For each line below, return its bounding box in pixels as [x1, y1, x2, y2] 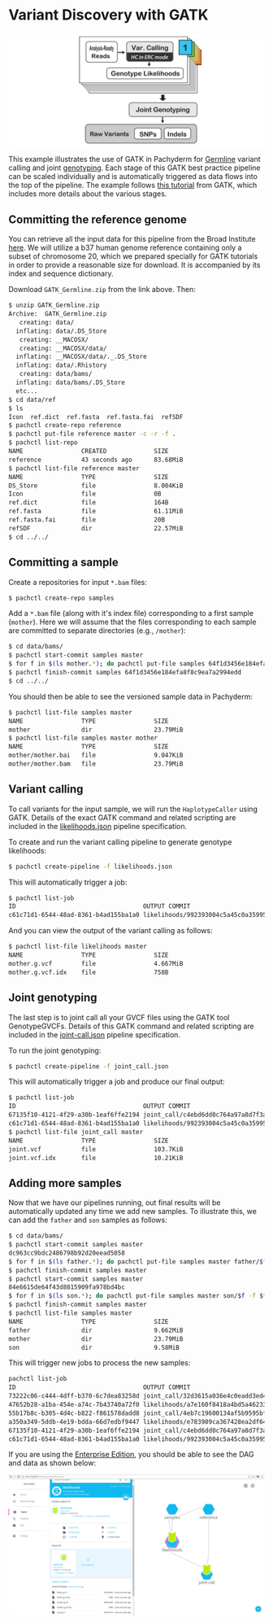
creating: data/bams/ [19, 370, 93, 378]
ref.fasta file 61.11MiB [8, 507, 184, 516]
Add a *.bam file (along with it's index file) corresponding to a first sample [8, 609, 254, 618]
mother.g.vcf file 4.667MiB [8, 959, 184, 967]
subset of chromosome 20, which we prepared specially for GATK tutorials [8, 251, 258, 261]
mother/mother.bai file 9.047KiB [8, 751, 184, 760]
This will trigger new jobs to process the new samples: [8, 1358, 191, 1368]
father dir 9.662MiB [8, 1326, 184, 1334]
